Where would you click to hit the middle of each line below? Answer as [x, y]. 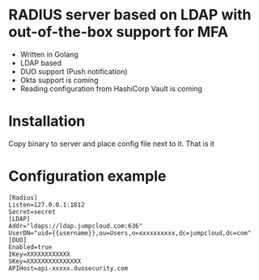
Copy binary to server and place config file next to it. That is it [111, 144]
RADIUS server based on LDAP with [130, 15]
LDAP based [41, 63]
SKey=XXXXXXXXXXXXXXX [45, 261]
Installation [47, 121]
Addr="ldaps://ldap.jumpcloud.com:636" [76, 226]
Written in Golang [49, 54]
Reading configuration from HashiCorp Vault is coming [111, 88]
